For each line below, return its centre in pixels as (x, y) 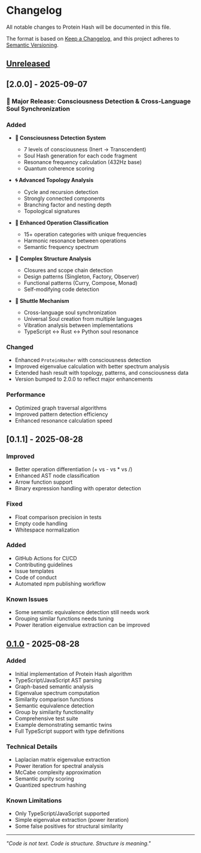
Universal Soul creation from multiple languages (83, 318)
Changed (20, 347)
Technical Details (32, 746)
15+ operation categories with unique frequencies (85, 234)
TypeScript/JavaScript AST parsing (58, 680)
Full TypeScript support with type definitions (69, 731)
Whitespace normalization (47, 530)
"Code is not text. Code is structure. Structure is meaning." (79, 843)
